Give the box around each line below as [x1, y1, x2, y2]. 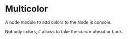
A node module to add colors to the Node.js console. [5, 19, 112, 25]
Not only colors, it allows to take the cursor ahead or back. [5, 28, 124, 34]
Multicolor [5, 3, 48, 14]
